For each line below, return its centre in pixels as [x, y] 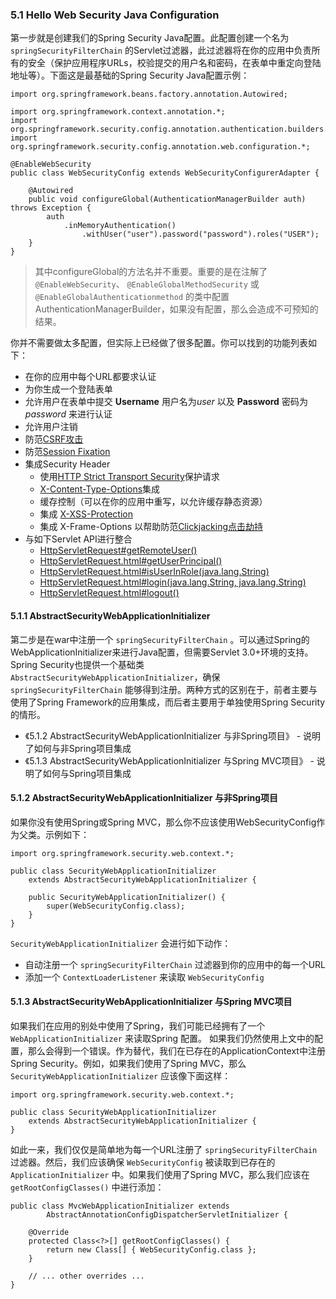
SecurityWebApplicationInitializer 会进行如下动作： [121, 943]
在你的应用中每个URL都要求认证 [90, 377]
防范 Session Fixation [67, 452]
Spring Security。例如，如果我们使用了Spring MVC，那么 [128, 1063]
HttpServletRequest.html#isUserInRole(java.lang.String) [154, 572]
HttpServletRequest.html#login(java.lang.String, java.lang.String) [173, 582]
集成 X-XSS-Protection [86, 514]
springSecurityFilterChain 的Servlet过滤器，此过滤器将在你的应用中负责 [161, 50]
